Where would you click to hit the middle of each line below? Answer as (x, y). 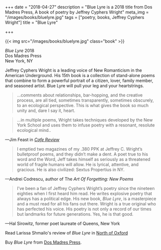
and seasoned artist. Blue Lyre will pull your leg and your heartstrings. (74, 86)
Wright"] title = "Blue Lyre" (31, 22)
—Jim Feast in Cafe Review (32, 140)
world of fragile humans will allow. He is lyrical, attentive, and (78, 164)
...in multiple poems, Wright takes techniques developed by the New (85, 120)
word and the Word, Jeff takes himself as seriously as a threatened (84, 159)
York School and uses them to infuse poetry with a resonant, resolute (86, 125)
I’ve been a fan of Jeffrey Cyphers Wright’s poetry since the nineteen (86, 188)
